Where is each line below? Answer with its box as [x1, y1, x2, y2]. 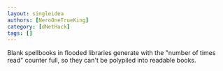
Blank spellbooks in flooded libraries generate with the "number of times [7, 49, 216, 57]
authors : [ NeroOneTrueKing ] [7, 17, 89, 24]
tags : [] [7, 29, 33, 37]
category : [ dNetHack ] [7, 23, 71, 30]
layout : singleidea [7, 10, 64, 17]
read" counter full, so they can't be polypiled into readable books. [7, 56, 197, 65]
